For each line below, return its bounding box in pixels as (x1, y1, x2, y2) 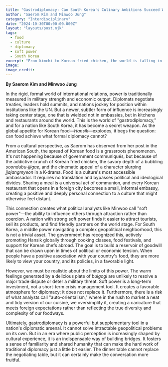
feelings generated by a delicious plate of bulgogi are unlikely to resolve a (5, 273, 158, 279)
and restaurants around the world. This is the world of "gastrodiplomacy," (5, 118, 157, 123)
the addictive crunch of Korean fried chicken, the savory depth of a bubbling (5, 159, 163, 164)
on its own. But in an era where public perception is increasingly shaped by (5, 331, 160, 336)
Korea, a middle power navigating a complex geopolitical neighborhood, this (5, 227, 162, 232)
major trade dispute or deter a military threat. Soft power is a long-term (5, 278, 152, 284)
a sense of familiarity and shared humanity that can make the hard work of (5, 341, 159, 347)
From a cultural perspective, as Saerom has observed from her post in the (5, 143, 158, 148)
